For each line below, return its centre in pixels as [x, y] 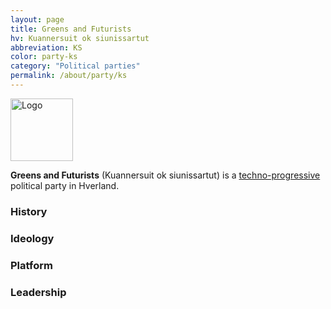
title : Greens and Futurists [71, 29]
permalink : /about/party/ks [69, 76]
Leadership [38, 292]
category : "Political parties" [75, 66]
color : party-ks [44, 57]
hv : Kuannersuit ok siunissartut [80, 38]
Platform [31, 265]
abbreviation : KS [46, 47]
